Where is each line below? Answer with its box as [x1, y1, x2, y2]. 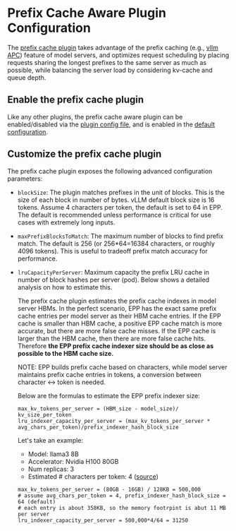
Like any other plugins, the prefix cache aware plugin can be [7, 112, 183, 121]
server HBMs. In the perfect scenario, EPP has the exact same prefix [17, 304, 217, 312]
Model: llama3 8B [27, 450, 79, 458]
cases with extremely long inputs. [17, 217, 116, 227]
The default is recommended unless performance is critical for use [17, 210, 211, 219]
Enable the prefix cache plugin [7, 94, 144, 106]
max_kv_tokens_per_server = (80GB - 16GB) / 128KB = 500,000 [17, 486, 201, 493]
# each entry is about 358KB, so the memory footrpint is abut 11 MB [17, 504, 227, 511]
